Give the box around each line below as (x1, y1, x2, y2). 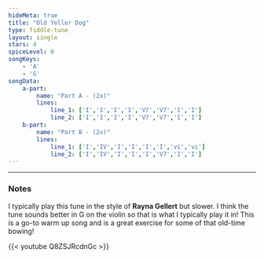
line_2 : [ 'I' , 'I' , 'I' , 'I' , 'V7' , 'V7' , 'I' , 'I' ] (49, 114, 202, 122)
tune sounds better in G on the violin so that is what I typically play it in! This (8, 210, 255, 219)
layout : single (8, 33, 58, 42)
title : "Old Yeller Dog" (8, 19, 90, 27)
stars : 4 (8, 41, 37, 49)
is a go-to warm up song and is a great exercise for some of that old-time (8, 217, 246, 228)
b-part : (22, 121, 47, 129)
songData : (8, 77, 41, 85)
